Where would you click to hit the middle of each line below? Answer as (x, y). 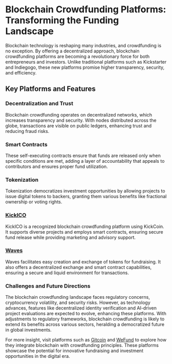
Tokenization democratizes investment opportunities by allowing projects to (85, 191)
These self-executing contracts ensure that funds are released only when (83, 156)
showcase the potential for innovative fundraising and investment (74, 351)
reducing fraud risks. (27, 131)
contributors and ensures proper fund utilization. (57, 166)
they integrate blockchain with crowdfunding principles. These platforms (82, 346)
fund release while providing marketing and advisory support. (71, 237)
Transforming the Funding (62, 20)
